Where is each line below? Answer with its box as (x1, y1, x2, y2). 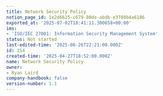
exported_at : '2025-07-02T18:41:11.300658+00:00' (6, 20, 132, 26)
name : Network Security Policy (6, 58, 84, 64)
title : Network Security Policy (6, 8, 86, 15)
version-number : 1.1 (6, 81, 58, 87)
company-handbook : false (6, 75, 68, 81)
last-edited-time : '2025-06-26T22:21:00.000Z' (6, 42, 124, 48)
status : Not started (6, 36, 58, 42)
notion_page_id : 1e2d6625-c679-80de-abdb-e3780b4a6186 (6, 14, 145, 20)
